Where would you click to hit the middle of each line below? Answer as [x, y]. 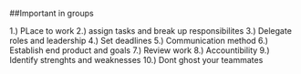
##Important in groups [52, 13]
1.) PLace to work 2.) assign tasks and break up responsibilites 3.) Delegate [150, 31]
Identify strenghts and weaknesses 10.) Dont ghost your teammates [136, 60]
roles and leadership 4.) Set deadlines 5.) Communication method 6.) [139, 41]
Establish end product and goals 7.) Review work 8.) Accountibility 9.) [140, 50]
